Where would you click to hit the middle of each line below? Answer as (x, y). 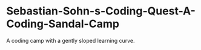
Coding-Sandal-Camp (63, 24)
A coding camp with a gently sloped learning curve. (71, 40)
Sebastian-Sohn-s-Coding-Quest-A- (101, 11)
